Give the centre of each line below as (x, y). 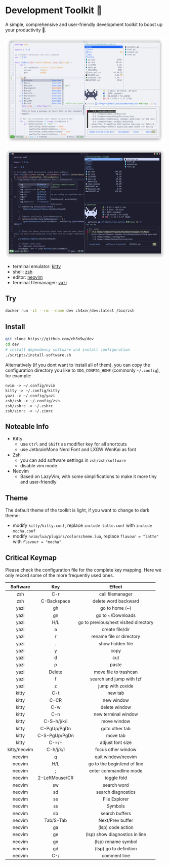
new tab (116, 693)
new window (116, 700)
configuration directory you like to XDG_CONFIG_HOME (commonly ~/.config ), (83, 370)
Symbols (116, 806)
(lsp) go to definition (116, 848)
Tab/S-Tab (56, 820)
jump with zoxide (116, 686)
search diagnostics (116, 792)
